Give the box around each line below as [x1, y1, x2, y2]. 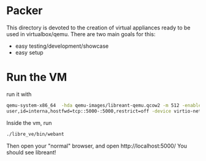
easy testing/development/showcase [15, 42, 109, 50]
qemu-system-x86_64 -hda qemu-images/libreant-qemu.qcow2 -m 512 [6, 102, 180, 108]
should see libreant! [6, 148, 56, 156]
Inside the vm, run [6, 119, 52, 126]
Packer [6, 4, 43, 18]
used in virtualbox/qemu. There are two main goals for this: [6, 30, 156, 37]
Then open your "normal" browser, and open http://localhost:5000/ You [6, 142, 188, 149]
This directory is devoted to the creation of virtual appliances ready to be [6, 24, 191, 31]
